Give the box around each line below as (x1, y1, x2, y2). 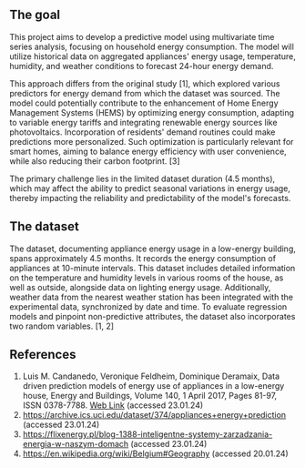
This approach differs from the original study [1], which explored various (9, 77, 280, 89)
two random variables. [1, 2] (9, 320, 115, 331)
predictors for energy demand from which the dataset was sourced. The (9, 87, 280, 98)
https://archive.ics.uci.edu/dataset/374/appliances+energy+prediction (22, 410, 287, 421)
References (9, 347, 76, 362)
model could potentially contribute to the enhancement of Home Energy (9, 97, 280, 108)
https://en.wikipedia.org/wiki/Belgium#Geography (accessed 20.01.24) (22, 448, 289, 459)
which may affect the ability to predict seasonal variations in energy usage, (9, 182, 291, 194)
